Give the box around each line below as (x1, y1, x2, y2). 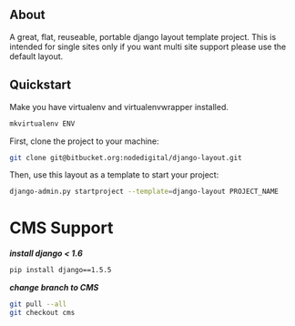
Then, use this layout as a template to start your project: (9, 169, 219, 180)
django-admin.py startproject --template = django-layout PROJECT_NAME (9, 187, 280, 197)
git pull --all (9, 300, 67, 309)
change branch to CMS (9, 282, 99, 293)
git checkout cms (9, 308, 76, 317)
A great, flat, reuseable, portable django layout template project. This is (9, 31, 277, 42)
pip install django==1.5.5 (9, 266, 112, 275)
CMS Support (9, 218, 114, 239)
